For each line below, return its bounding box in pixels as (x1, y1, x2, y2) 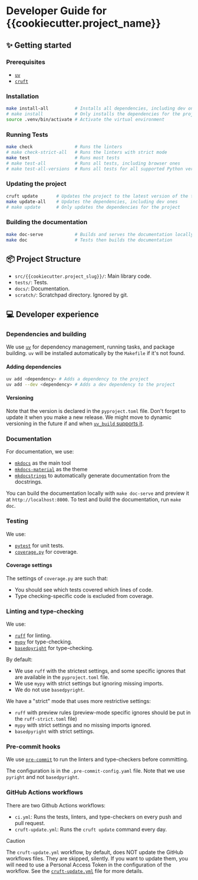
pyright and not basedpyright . (6, 774, 80, 781)
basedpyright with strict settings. (14, 728, 94, 735)
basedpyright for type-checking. (14, 645, 94, 652)
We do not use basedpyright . (14, 686, 85, 694)
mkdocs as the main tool (14, 459, 71, 467)
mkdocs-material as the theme (14, 466, 88, 473)
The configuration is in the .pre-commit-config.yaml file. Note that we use (6, 767, 186, 774)
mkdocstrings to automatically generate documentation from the (14, 472, 170, 479)
